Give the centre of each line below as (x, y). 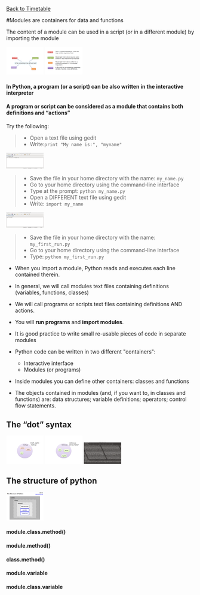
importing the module (33, 38)
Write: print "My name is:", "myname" (76, 144)
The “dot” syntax (39, 425)
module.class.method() (36, 532)
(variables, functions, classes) (52, 292)
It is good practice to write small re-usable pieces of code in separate (100, 334)
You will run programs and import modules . (69, 322)
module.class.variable (35, 587)
